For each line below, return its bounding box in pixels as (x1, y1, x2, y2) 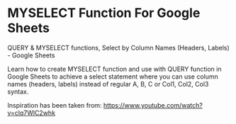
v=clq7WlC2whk (7, 108, 55, 117)
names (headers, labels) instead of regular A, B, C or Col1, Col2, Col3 (7, 79, 209, 88)
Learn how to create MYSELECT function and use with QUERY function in (7, 64, 222, 73)
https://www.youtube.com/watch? (103, 101, 203, 109)
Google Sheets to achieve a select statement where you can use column (7, 72, 218, 81)
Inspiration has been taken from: (7, 101, 102, 109)
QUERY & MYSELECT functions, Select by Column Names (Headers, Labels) (7, 43, 230, 52)
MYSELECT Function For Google (7, 5, 201, 21)
